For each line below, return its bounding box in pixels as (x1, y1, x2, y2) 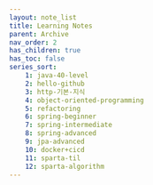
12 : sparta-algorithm (25, 162, 104, 171)
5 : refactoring (25, 104, 81, 113)
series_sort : (9, 63, 57, 72)
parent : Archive (9, 29, 69, 38)
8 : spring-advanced (25, 129, 97, 138)
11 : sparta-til (25, 153, 81, 163)
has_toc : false (9, 54, 65, 63)
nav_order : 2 (9, 37, 57, 47)
